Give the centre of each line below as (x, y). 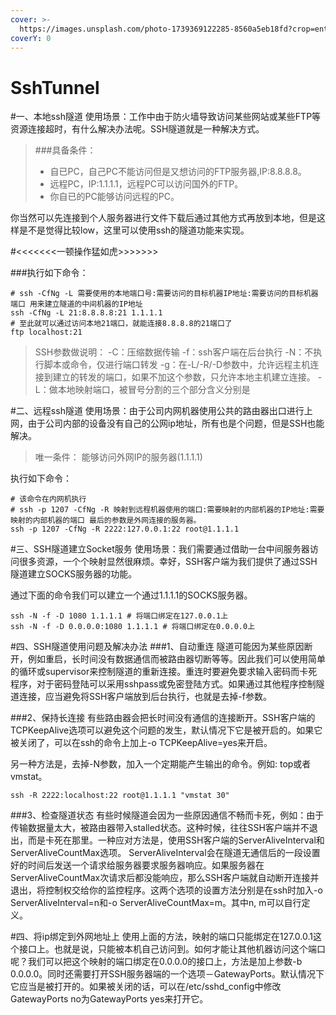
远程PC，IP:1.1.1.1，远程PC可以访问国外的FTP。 (146, 184)
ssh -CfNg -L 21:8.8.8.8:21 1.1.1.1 (86, 313)
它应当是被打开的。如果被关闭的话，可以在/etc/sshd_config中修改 (146, 987)
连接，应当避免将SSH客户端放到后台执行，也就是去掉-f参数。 (145, 697)
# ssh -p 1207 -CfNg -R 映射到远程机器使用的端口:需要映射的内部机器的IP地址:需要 (167, 510)
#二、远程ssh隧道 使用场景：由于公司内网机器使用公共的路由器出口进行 (157, 411)
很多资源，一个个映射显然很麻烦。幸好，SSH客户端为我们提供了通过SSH (168, 562)
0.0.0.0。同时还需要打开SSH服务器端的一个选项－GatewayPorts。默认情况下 (167, 974)
